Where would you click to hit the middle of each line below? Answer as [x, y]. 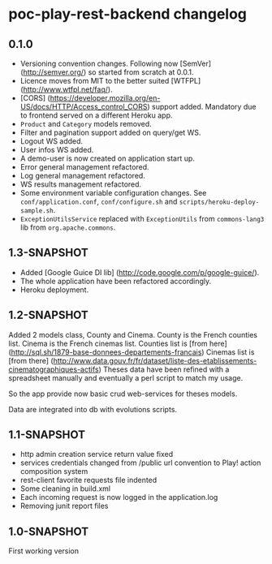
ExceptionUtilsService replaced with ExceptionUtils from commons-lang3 [142, 219]
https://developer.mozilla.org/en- [105, 98]
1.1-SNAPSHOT [47, 435]
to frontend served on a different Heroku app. [96, 115]
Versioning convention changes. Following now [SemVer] [116, 63]
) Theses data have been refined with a [164, 369]
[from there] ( [31, 360]
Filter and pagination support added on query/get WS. [110, 132]
